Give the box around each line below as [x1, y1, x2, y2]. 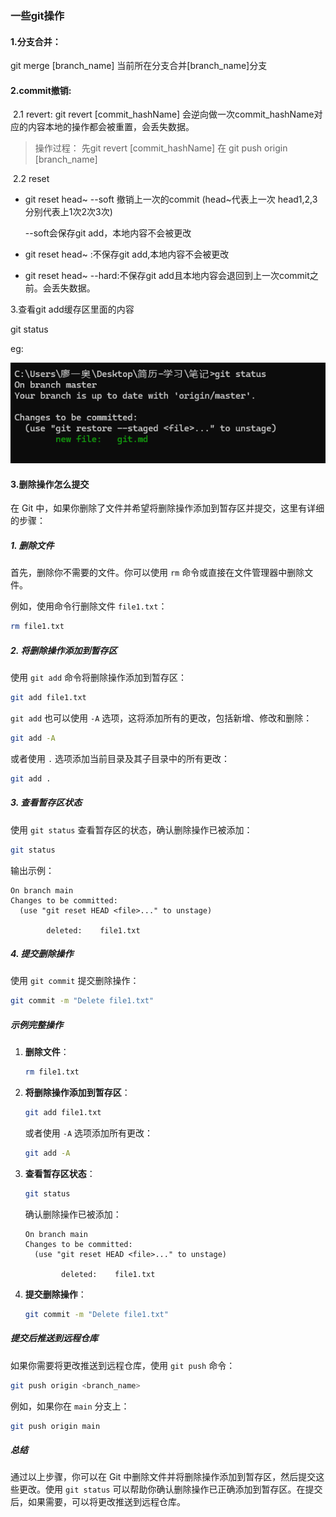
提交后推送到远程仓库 [10, 1332, 98, 1344]
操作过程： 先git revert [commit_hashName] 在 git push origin [34, 142, 288, 154]
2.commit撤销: [10, 84, 72, 96]
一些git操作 [10, 8, 65, 22]
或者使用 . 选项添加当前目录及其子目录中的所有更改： [10, 752, 231, 764]
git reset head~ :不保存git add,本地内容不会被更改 [24, 248, 230, 261]
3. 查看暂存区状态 [10, 797, 83, 809]
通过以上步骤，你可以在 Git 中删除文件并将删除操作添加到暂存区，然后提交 [10, 1471, 317, 1483]
